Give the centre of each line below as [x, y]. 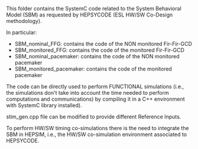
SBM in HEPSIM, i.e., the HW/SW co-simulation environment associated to [97, 134]
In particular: [22, 32]
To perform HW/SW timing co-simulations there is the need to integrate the [98, 128]
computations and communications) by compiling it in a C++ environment [95, 99]
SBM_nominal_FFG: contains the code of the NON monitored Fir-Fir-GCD [103, 44]
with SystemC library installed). [44, 105]
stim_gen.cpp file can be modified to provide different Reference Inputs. [94, 117]
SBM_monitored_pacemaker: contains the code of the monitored [93, 69]
